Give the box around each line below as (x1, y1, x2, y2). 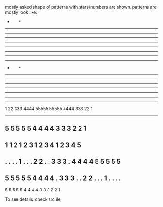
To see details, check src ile (5, 196, 61, 202)
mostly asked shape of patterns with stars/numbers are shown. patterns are (5, 4, 157, 10)
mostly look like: (5, 9, 38, 15)
